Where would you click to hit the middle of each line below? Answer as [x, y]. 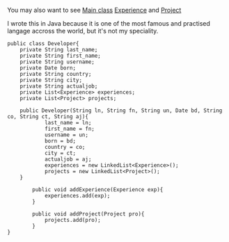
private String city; [51, 80]
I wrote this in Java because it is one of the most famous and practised [109, 23]
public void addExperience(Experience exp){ [98, 190]
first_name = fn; [70, 129]
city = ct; [60, 153]
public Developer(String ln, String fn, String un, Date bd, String [121, 111]
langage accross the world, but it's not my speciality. [83, 31]
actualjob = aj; [68, 159]
